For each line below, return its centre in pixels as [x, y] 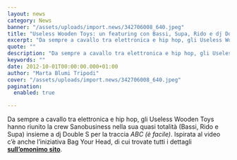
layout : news [26, 14]
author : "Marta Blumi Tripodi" [53, 73]
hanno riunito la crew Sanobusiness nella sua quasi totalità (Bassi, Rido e [113, 127]
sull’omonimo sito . [35, 149]
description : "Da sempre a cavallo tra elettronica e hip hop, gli [109, 54]
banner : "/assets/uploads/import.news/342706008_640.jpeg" [96, 27]
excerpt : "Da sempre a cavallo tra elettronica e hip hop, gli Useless [115, 40]
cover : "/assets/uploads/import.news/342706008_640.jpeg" [94, 80]
